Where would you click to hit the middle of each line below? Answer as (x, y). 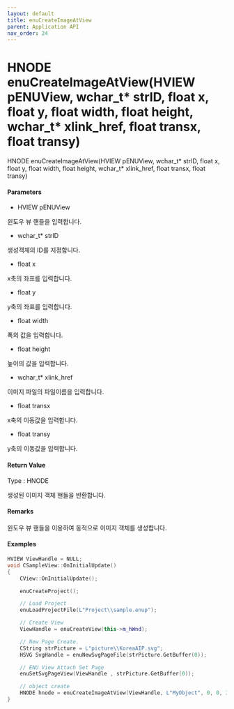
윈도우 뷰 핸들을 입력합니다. (45, 222)
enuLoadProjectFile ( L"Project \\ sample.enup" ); (88, 610)
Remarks (21, 512)
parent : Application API (43, 27)
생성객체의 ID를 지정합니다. (44, 250)
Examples (22, 544)
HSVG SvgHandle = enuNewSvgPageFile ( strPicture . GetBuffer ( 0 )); (114, 655)
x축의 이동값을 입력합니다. (42, 420)
